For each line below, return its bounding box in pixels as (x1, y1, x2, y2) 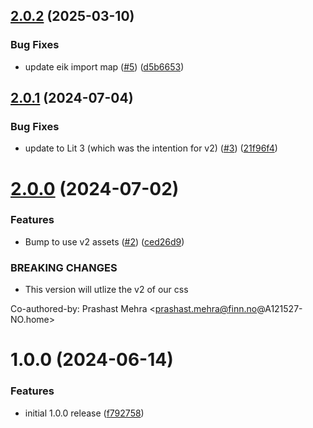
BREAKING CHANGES (10, 260, 118, 274)
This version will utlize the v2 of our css (24, 284, 189, 296)
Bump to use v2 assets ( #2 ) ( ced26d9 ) (24, 235, 185, 248)
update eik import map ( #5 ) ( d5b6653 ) (24, 60, 185, 73)
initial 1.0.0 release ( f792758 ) (24, 407, 145, 419)
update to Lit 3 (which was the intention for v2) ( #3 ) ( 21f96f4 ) (24, 142, 278, 154)
